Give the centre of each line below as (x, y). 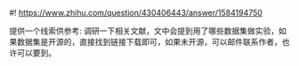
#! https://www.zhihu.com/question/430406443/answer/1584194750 (136, 13)
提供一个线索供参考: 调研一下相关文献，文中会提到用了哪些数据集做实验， (144, 31)
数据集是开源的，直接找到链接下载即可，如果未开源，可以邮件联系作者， (149, 42)
